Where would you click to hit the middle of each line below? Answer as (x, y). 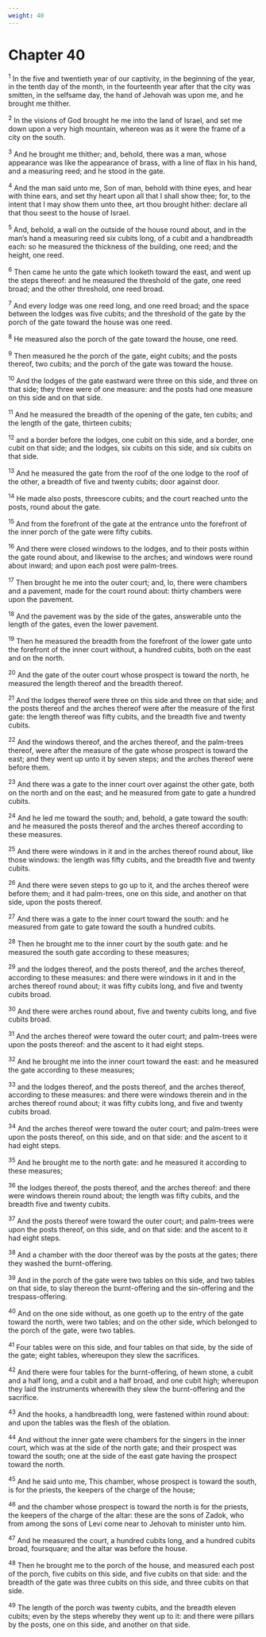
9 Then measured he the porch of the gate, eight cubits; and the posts (123, 355)
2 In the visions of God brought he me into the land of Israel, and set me (125, 120)
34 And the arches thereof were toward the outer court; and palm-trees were (133, 1128)
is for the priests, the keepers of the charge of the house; (102, 1490)
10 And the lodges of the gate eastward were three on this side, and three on (133, 380)
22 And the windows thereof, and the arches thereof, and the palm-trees (126, 741)
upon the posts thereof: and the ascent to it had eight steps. (106, 1044)
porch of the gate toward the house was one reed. (90, 322)
